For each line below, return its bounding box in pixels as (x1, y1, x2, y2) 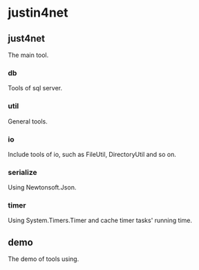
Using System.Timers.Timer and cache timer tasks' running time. (8, 217, 193, 225)
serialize (8, 167, 37, 177)
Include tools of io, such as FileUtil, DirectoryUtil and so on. (8, 150, 177, 158)
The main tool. (8, 51, 49, 59)
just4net (8, 33, 46, 44)
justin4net (8, 5, 68, 21)
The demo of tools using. (8, 255, 79, 263)
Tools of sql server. (8, 84, 63, 92)
